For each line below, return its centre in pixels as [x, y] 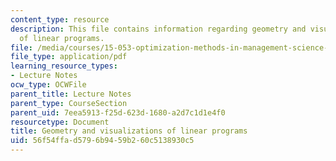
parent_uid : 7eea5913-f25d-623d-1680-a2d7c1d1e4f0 [118, 112]
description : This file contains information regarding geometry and [158, 29]
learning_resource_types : [64, 66]
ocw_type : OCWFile [48, 85]
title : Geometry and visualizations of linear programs [129, 131]
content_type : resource [60, 19]
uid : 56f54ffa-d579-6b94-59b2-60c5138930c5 [102, 141]
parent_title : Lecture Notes [71, 94]
